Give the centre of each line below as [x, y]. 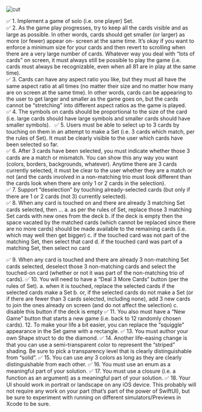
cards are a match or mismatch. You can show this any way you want [92, 158]
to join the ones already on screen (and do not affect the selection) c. [92, 305]
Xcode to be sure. [28, 404]
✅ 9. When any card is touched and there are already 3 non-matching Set [97, 260]
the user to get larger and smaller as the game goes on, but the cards [92, 99]
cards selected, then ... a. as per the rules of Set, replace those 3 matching [99, 210]
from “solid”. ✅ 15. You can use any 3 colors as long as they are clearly [94, 357]
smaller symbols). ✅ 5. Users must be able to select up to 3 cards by [93, 125]
